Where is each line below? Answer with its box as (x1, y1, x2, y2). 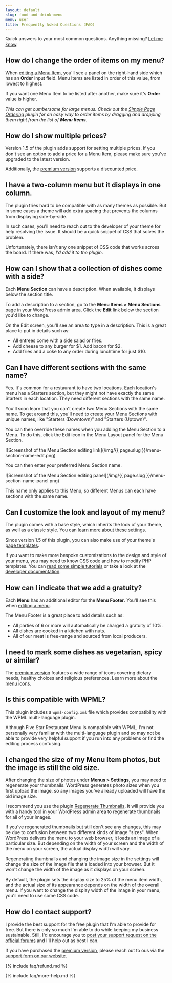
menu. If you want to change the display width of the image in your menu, (5, 887, 161, 893)
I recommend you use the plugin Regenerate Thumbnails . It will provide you (5, 803, 165, 809)
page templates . (5, 542, 39, 548)
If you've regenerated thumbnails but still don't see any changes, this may (5, 824, 161, 830)
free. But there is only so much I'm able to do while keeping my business (5, 927, 159, 933)
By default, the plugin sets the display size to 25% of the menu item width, (5, 877, 162, 883)
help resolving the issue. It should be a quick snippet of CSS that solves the (5, 228, 165, 234)
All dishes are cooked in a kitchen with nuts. (12, 628, 106, 634)
